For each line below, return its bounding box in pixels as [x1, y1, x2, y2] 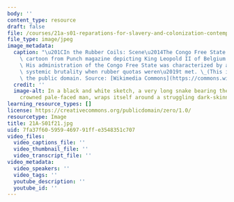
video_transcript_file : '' [13, 152, 92, 160]
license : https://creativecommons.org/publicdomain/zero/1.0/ [7, 107, 192, 114]
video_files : [7, 133, 45, 140]
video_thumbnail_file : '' [13, 146, 89, 153]
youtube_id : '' [13, 185, 58, 192]
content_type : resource [7, 17, 77, 24]
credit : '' [13, 81, 45, 88]
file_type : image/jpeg [7, 36, 73, 43]
